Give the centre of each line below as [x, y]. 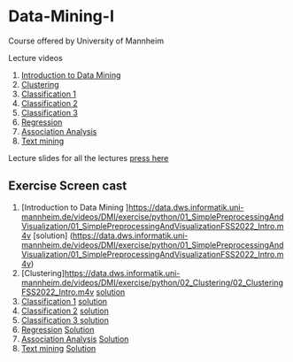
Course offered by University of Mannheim [86, 41]
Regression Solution [58, 329]
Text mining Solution [58, 348]
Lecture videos [35, 58]
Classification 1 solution [64, 301]
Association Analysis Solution [75, 339]
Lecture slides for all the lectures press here [89, 158]
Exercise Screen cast [68, 186]
